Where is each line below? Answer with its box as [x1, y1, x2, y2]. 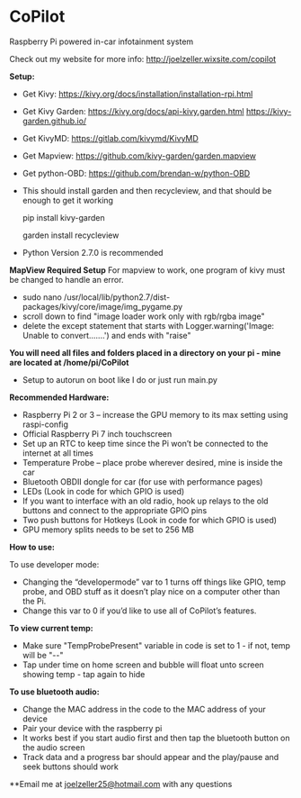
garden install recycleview [22, 230, 120, 240]
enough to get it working [22, 195, 114, 205]
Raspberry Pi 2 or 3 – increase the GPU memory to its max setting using [22, 409, 288, 420]
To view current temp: [9, 622, 93, 633]
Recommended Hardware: [9, 392, 110, 403]
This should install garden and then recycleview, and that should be [22, 185, 272, 195]
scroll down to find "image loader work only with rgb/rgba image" [22, 311, 265, 322]
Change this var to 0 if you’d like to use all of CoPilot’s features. [22, 605, 257, 616]
